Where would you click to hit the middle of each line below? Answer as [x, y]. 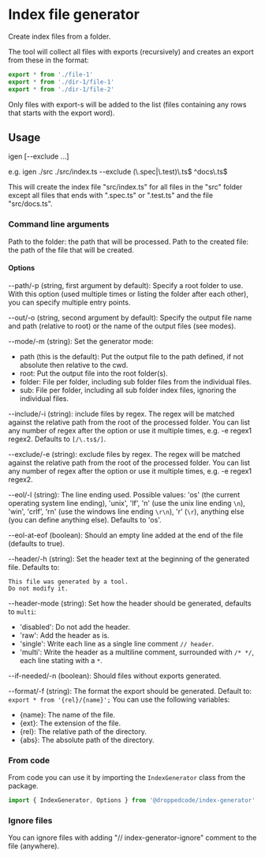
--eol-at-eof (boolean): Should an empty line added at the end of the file [126, 535]
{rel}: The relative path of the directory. [83, 731]
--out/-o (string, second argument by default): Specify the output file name [130, 317]
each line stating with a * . [61, 660]
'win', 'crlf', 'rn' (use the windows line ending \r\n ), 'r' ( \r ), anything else [126, 511]
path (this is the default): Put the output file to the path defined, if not [132, 356]
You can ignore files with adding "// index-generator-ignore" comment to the [132, 837]
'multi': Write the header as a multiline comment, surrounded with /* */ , [137, 652]
